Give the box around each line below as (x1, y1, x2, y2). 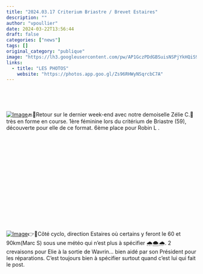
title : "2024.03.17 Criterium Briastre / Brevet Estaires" (6, 8, 158, 15)
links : (6, 59, 23, 65)
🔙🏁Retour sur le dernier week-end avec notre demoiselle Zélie (27, 111, 184, 118)
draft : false (6, 32, 39, 38)
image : (6, 54, 23, 60)
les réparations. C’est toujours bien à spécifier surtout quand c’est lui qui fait (6, 255, 196, 262)
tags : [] (6, 43, 28, 49)
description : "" (6, 15, 47, 21)
